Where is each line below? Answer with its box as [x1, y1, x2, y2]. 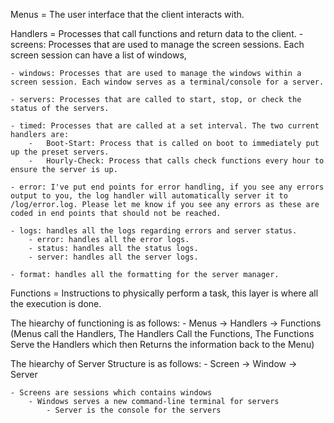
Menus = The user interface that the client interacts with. [10, 9, 245, 20]
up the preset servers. [10, 147, 110, 157]
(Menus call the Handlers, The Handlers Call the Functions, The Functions [10, 328, 315, 339]
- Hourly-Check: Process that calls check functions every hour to [28, 156, 325, 166]
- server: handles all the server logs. [28, 252, 199, 262]
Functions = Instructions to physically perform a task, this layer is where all [10, 287, 319, 299]
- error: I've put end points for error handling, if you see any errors [10, 182, 325, 192]
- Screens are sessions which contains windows [10, 388, 213, 398]
